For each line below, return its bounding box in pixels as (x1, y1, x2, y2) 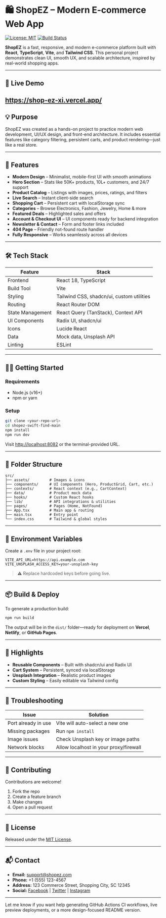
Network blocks (7, 744, 44, 751)
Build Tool (7, 285, 31, 292)
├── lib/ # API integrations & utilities (5, 499, 116, 504)
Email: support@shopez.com (12, 872, 72, 878)
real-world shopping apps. (5, 60, 59, 66)
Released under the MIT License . (5, 836, 73, 843)
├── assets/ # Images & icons (5, 478, 85, 483)
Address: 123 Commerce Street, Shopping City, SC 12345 (12, 882, 130, 888)
